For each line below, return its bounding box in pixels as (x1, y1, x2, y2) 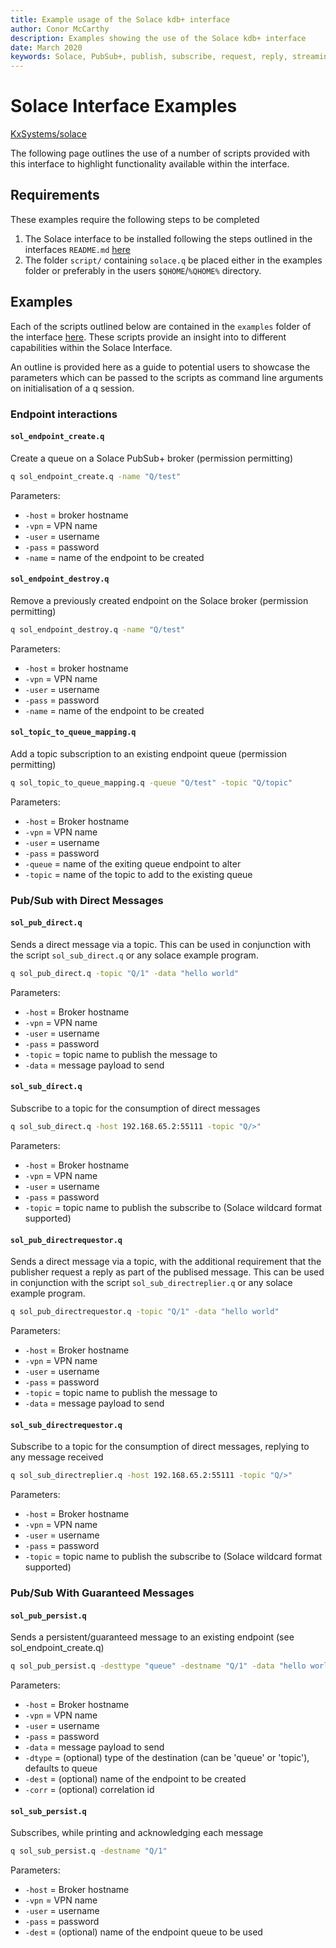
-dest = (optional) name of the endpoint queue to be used (24, 1926, 263, 1938)
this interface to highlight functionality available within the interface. (10, 158, 290, 170)
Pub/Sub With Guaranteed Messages (10, 1586, 195, 1600)
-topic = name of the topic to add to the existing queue (24, 868, 253, 880)
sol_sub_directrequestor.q (10, 1420, 123, 1430)
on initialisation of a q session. (10, 382, 135, 394)
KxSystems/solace (10, 128, 87, 140)
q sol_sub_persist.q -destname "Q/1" (10, 1846, 168, 1856)
